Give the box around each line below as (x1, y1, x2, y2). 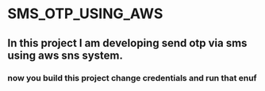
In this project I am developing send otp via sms (7, 36, 248, 50)
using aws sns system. (7, 48, 124, 62)
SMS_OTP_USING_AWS (7, 5, 163, 23)
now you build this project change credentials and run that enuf (7, 72, 257, 83)
